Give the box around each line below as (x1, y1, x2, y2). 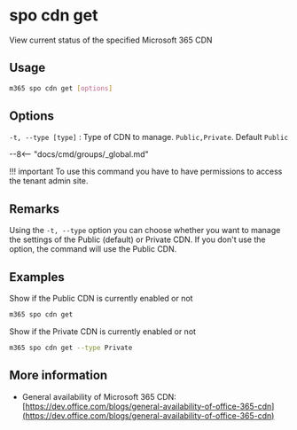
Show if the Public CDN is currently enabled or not (9, 293, 193, 304)
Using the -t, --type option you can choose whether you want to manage (9, 225, 281, 236)
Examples (9, 270, 65, 285)
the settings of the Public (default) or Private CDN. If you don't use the (9, 234, 266, 245)
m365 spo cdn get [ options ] (9, 83, 113, 93)
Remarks (9, 201, 60, 216)
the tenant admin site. (9, 176, 89, 186)
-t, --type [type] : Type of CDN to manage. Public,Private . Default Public (9, 132, 289, 143)
